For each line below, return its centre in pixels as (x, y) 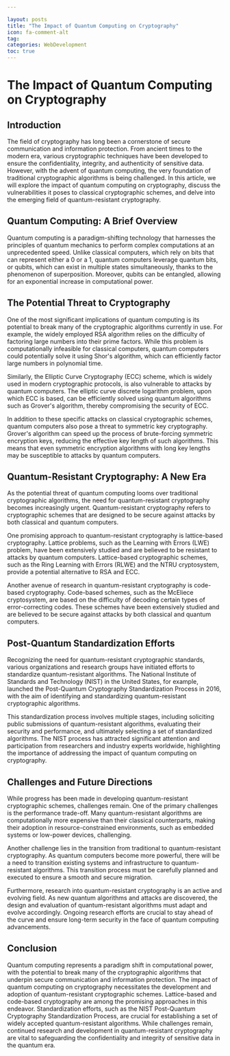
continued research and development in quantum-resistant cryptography (110, 1030)
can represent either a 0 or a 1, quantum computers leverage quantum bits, (113, 259)
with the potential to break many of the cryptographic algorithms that (104, 972)
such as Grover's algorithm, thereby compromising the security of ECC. (108, 406)
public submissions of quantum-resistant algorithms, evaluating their (104, 724)
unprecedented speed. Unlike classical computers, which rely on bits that (111, 252)
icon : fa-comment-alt (38, 32)
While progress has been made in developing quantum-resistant (98, 798)
